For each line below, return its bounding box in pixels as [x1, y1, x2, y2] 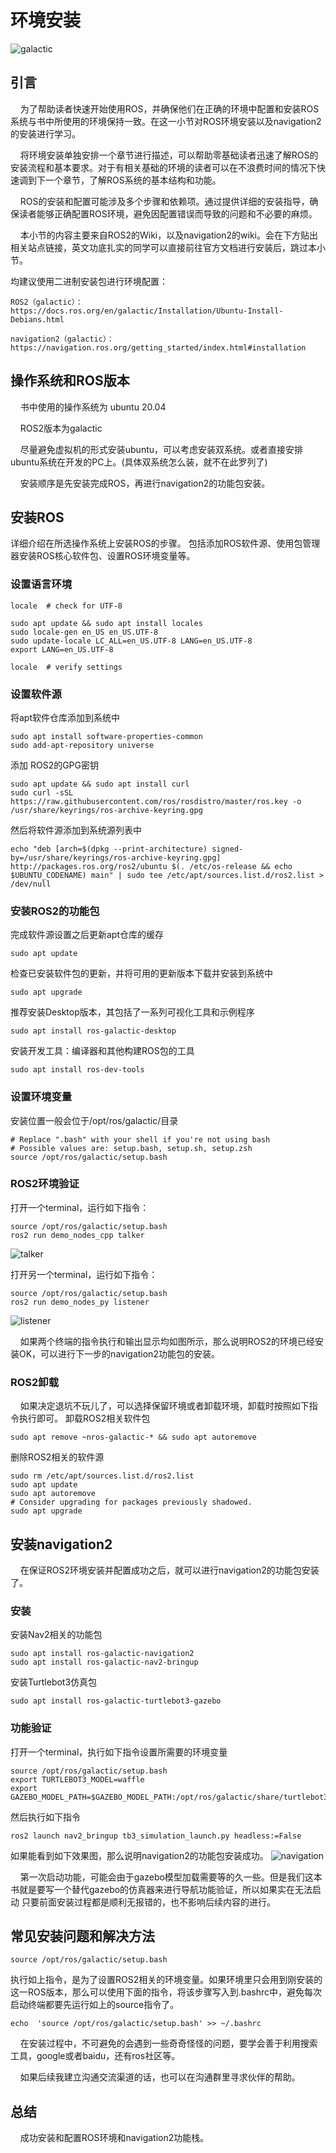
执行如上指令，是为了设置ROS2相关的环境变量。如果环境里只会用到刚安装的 [10, 1974, 323, 1986]
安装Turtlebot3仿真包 [10, 1676, 98, 1688]
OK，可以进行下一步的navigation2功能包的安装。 [18, 1347, 220, 1360]
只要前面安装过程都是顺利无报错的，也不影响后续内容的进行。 [21, 1896, 276, 1908]
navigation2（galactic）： [10, 334, 115, 344]
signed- [211, 844, 244, 854]
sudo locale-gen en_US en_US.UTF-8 [10, 627, 159, 637]
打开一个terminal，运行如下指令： [10, 1201, 150, 1213]
